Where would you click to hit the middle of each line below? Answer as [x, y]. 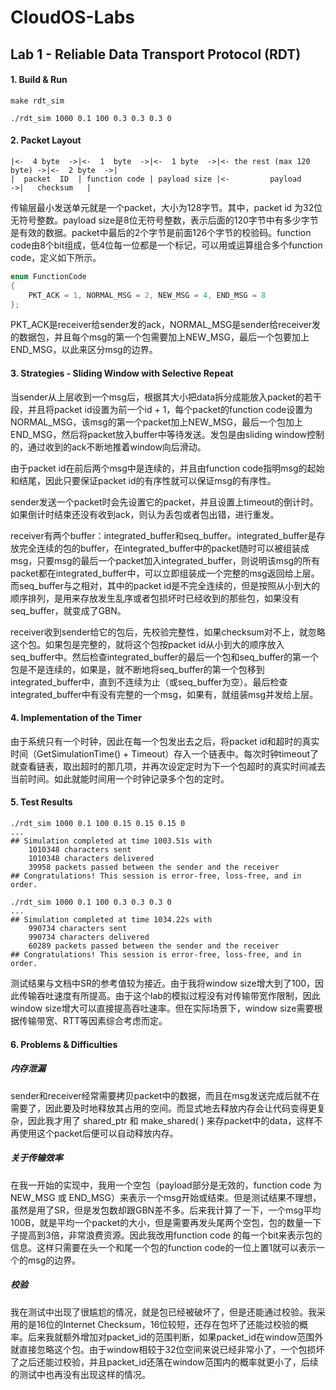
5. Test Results [41, 802]
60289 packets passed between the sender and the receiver [154, 946]
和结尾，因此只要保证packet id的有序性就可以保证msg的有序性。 [143, 480]
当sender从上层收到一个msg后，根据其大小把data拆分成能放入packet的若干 [166, 397]
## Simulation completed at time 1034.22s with [111, 920]
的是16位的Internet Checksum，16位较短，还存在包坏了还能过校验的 [159, 1324]
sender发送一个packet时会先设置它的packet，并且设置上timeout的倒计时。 [164, 502]
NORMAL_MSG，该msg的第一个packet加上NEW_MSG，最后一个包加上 [157, 422]
